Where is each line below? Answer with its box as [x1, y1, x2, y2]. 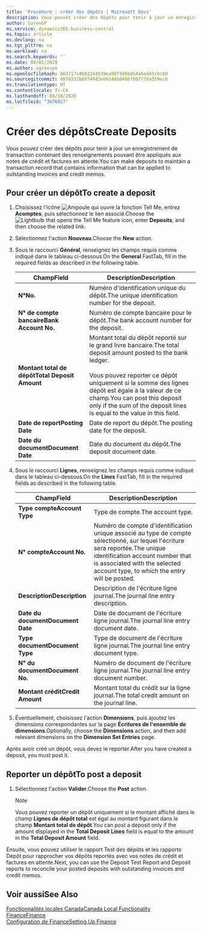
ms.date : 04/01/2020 [6, 59, 58, 65]
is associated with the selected [93, 559, 182, 568]
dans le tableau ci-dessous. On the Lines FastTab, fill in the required [14, 473, 183, 481]
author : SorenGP [6, 20, 47, 26]
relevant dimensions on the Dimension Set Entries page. [14, 734, 156, 741]
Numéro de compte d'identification [93, 522, 192, 530]
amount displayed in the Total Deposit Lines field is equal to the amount [14, 828, 194, 835]
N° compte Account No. [17, 548, 86, 556]
